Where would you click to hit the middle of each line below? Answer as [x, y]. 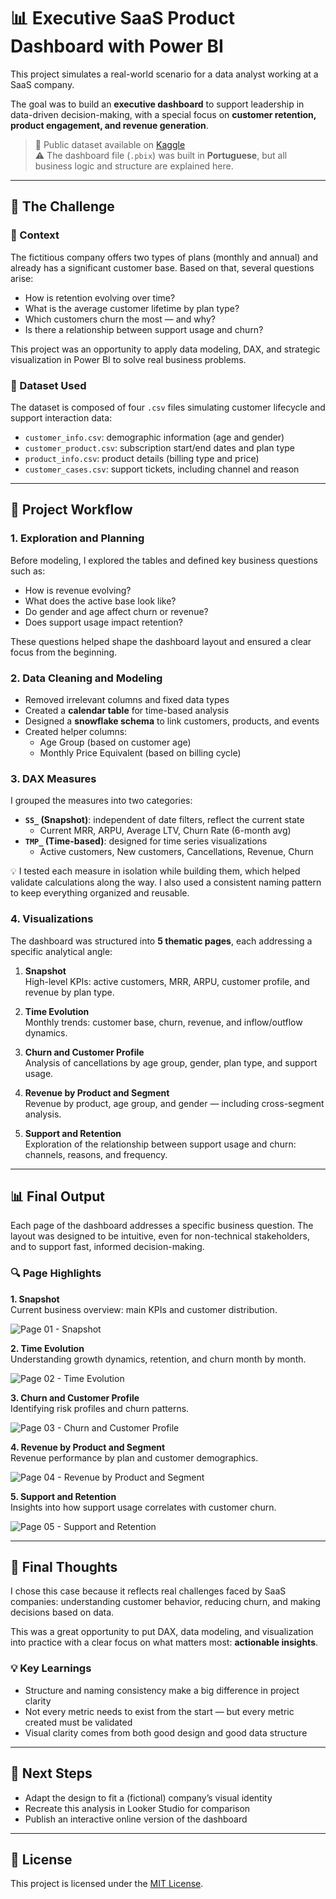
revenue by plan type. [69, 992]
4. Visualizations [52, 919]
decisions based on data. [62, 1612]
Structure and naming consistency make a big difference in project [162, 1690]
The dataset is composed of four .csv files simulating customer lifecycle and [168, 407]
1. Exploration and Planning [77, 538]
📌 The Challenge [62, 206]
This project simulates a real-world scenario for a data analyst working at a [164, 74]
